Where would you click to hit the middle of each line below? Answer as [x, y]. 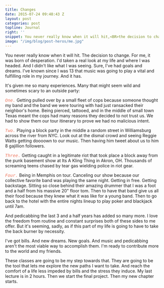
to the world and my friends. [33, 251]
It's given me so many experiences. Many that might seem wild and [73, 85]
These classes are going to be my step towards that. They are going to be [79, 260]
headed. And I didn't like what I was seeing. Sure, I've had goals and [74, 65]
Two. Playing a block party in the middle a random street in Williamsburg [78, 130]
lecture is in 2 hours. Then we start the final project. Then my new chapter [80, 276]
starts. [11, 281]
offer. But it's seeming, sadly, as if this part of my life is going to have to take [82, 226]
